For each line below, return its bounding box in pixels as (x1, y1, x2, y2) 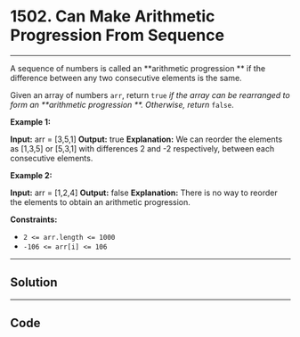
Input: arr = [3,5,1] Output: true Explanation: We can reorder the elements (10, 134, 283, 144)
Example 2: (10, 169, 53, 180)
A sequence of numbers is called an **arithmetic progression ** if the (10, 62, 266, 73)
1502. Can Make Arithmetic (10, 6, 215, 27)
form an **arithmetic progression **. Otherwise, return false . (10, 99, 234, 110)
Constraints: (10, 214, 58, 225)
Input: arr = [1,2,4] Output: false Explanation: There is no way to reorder (10, 187, 279, 198)
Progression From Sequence (10, 25, 225, 45)
